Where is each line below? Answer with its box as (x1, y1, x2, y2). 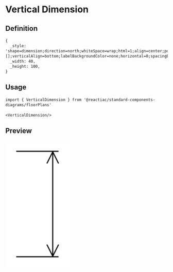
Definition (5, 24, 38, 33)
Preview (5, 127, 32, 135)
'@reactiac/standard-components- (83, 97, 155, 102)
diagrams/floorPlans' (5, 102, 52, 107)
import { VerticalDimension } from (5, 97, 82, 102)
